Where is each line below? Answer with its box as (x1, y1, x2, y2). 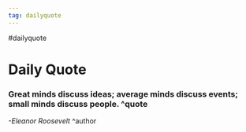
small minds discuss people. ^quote (8, 98, 148, 109)
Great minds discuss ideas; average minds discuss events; (8, 88, 239, 99)
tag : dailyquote (8, 11, 61, 20)
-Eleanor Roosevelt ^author (8, 116, 97, 126)
